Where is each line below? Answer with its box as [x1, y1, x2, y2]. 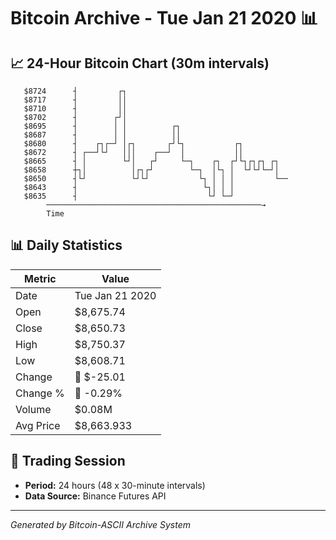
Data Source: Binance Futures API [24, 490, 167, 502]
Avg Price [15, 418, 61, 432]
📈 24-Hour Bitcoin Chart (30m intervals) [10, 55, 270, 72]
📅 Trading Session [10, 453, 126, 470]
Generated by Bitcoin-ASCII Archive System [10, 518, 191, 530]
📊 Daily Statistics [10, 237, 123, 254]
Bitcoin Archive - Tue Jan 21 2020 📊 [10, 7, 318, 30]
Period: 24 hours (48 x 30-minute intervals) [24, 479, 206, 491]
